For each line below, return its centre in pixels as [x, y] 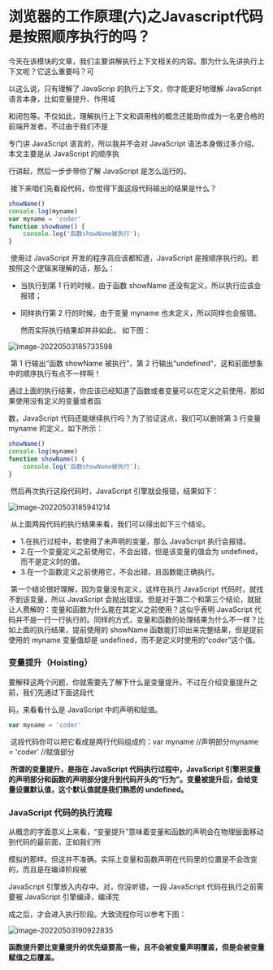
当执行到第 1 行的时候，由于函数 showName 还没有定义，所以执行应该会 [141, 286]
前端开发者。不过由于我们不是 [58, 126]
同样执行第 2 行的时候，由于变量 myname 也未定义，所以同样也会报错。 [141, 313]
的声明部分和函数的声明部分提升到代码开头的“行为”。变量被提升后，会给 [130, 779]
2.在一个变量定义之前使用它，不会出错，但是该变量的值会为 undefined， [141, 551]
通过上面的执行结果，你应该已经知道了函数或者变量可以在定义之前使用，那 [133, 391]
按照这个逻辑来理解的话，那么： [62, 269]
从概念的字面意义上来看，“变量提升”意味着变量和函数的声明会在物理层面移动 [136, 832]
